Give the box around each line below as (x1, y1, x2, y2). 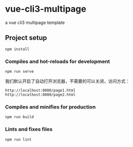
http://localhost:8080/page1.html (5, 88, 76, 93)
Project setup (5, 34, 48, 42)
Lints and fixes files (5, 126, 53, 133)
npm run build (5, 115, 34, 120)
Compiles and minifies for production (5, 104, 96, 110)
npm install (5, 46, 29, 52)
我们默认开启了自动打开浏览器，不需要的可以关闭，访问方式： (5, 78, 130, 84)
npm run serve (5, 69, 34, 74)
